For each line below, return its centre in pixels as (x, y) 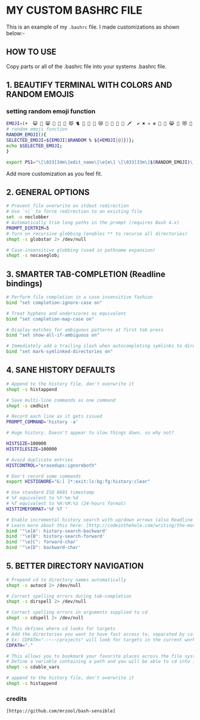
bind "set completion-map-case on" (50, 319)
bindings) (24, 283)
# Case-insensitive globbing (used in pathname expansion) (81, 250)
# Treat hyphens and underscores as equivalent (66, 314)
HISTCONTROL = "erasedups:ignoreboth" (51, 465)
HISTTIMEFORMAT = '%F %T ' (37, 509)
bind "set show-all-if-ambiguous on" (53, 335)
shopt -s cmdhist (28, 406)
